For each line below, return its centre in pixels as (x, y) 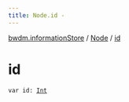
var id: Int (28, 90)
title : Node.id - (37, 15)
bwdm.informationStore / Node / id (64, 38)
